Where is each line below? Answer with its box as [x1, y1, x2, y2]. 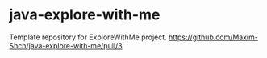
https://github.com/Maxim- [169, 32, 259, 42]
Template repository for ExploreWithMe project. [9, 32, 168, 42]
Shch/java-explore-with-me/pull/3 [9, 40, 123, 50]
